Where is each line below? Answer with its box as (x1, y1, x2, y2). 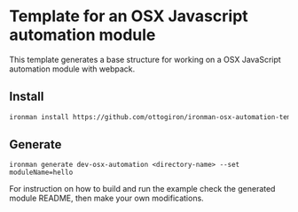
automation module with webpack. (9, 64, 136, 74)
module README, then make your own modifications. (9, 193, 204, 204)
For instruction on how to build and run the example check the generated (9, 184, 276, 194)
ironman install (9, 112, 69, 121)
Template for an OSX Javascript (9, 6, 248, 26)
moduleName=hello (9, 168, 74, 178)
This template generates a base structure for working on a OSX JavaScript (9, 54, 281, 64)
